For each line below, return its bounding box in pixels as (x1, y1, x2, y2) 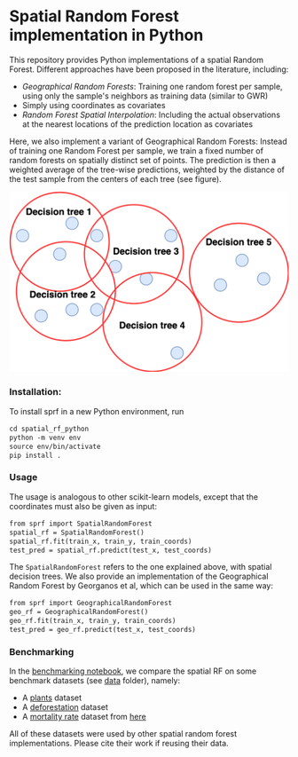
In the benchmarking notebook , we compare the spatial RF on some (9, 666, 257, 676)
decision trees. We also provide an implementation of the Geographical (9, 571, 269, 581)
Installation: (9, 386, 62, 398)
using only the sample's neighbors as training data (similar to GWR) (21, 91, 269, 101)
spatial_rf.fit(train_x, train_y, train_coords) (9, 537, 192, 546)
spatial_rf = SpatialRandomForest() (9, 528, 145, 537)
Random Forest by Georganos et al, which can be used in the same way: (9, 580, 273, 591)
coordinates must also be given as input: (9, 501, 158, 511)
